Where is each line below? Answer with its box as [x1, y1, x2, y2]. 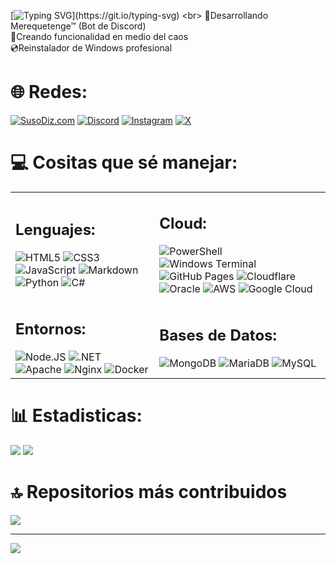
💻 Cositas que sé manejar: [10, 151, 238, 174]
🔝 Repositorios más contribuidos [10, 481, 288, 503]
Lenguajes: [15, 220, 96, 240]
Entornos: [15, 319, 87, 339]
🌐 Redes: [10, 81, 88, 104]
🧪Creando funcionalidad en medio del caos [10, 31, 189, 42]
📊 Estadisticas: [10, 405, 143, 427]
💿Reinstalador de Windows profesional [10, 42, 173, 54]
